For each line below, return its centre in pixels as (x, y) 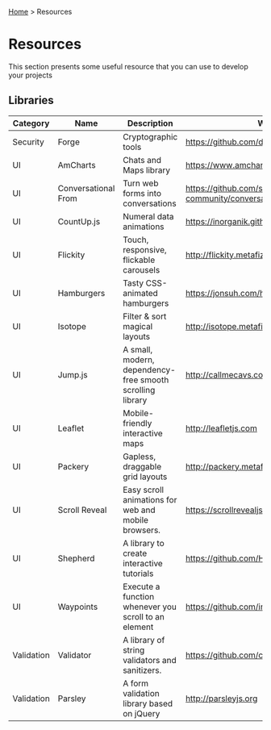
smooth (154, 380)
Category (31, 123)
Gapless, (139, 457)
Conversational (86, 188)
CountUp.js (79, 221)
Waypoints (78, 607)
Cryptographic (150, 136)
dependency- (149, 369)
